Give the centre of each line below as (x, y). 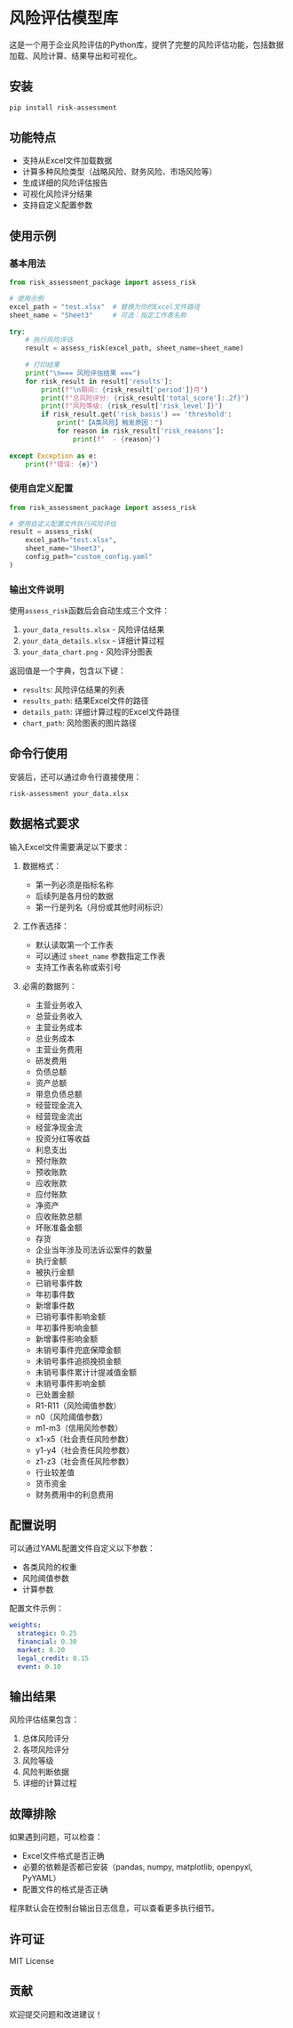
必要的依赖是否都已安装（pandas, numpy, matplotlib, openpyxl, (137, 1867)
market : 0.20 (41, 1651)
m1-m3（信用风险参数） (79, 1428)
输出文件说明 (37, 589)
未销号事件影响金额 (71, 1383)
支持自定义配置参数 (57, 205)
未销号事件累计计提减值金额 (86, 1372)
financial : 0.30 (47, 1642)
